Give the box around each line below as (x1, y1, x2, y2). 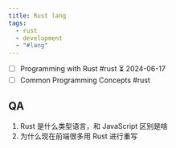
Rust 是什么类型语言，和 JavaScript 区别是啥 (19, 122, 169, 130)
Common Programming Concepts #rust (19, 75, 151, 85)
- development (15, 34, 63, 42)
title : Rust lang (8, 11, 67, 20)
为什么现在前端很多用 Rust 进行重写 (19, 131, 138, 141)
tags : (8, 19, 27, 27)
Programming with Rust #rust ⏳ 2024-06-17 (19, 64, 166, 74)
